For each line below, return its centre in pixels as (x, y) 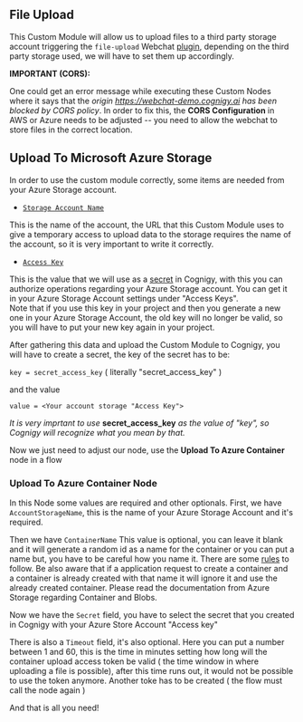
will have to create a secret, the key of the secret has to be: (120, 354)
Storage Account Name (63, 207)
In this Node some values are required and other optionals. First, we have (146, 503)
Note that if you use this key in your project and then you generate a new (145, 308)
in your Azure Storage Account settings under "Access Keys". (124, 298)
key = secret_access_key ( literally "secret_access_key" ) (116, 371)
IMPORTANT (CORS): (50, 73)
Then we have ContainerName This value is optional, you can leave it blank (146, 539)
